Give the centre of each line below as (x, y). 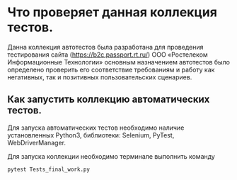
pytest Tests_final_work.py (49, 169)
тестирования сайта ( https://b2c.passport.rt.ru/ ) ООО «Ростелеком (108, 55)
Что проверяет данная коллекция (112, 12)
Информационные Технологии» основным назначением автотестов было (118, 62)
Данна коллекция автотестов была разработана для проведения (105, 47)
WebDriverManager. (36, 142)
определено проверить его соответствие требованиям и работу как (111, 69)
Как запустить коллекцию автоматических (109, 100)
